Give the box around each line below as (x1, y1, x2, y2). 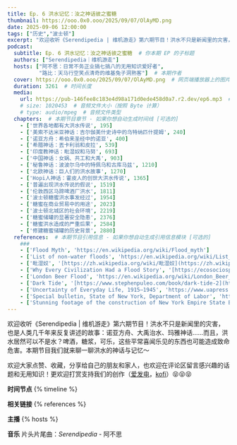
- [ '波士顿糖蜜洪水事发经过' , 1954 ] (20, 194, 116, 201)
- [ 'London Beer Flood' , (20, 273, 93, 280)
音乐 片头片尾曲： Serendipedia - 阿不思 (7, 430, 122, 439)
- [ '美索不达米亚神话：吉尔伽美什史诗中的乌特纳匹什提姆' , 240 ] (20, 129, 186, 136)
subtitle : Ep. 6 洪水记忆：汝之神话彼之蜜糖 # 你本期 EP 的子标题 (13, 50, 195, 57)
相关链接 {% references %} (7, 400, 87, 408)
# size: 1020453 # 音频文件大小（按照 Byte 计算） (20, 102, 162, 109)
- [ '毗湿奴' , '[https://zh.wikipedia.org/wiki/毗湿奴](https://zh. (20, 260, 217, 267)
